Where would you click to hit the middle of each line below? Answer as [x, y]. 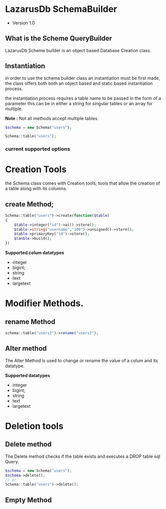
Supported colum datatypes [35, 253]
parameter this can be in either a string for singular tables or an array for [79, 103]
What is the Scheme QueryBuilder [59, 38]
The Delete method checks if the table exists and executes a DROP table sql [83, 456]
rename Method [30, 322]
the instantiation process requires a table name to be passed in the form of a [83, 98]
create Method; [29, 204]
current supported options [38, 149]
